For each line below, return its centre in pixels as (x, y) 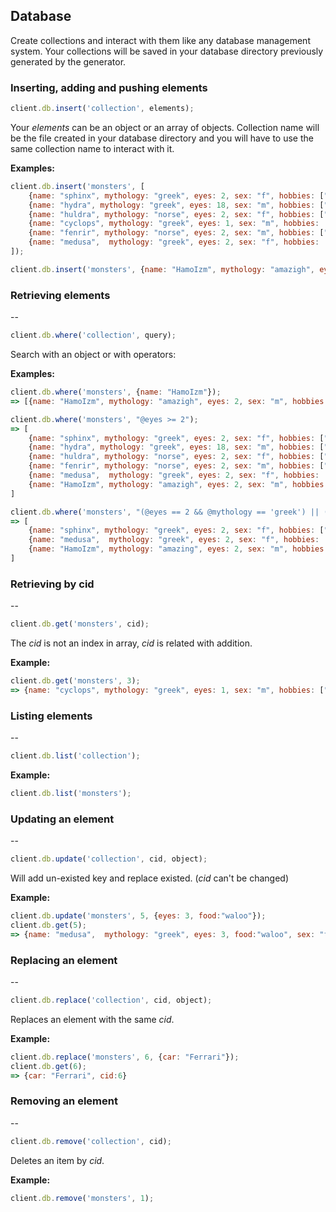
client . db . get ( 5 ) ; (48, 925)
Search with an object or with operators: (93, 355)
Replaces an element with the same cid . (92, 1019)
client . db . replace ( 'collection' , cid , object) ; (111, 1000)
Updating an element (62, 819)
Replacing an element (64, 960)
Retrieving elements (60, 295)
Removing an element (64, 1101)
